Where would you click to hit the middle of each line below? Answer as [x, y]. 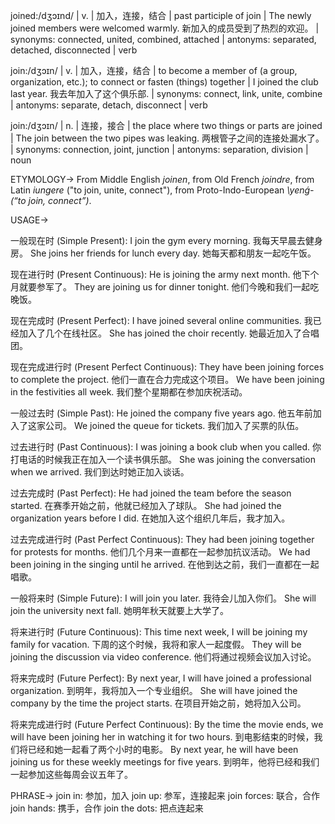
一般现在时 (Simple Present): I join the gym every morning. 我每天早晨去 [158, 240]
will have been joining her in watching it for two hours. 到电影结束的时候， [162, 737]
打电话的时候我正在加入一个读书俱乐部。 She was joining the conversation [163, 459]
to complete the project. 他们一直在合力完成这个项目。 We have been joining [167, 379]
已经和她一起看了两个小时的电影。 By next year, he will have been [163, 749]
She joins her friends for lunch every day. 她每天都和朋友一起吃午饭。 [173, 253]
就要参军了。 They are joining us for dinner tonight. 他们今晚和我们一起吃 [169, 287]
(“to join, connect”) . [51, 200]
